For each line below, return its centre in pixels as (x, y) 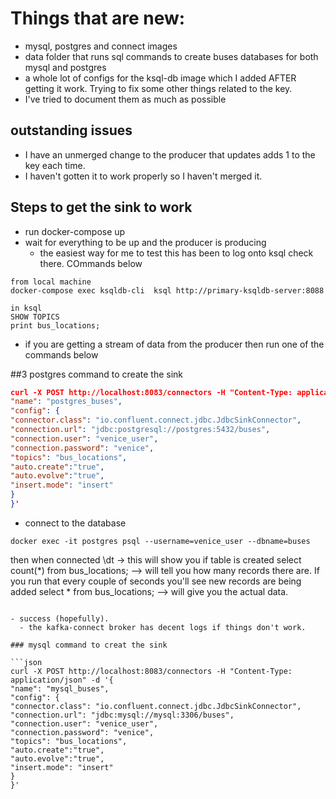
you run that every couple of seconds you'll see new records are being (156, 581)
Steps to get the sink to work (101, 207)
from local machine (51, 282)
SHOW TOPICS (35, 317)
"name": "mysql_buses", (60, 688)
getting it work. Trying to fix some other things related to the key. (158, 88)
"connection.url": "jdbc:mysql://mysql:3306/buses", (122, 715)
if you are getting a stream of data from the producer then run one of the (174, 344)
